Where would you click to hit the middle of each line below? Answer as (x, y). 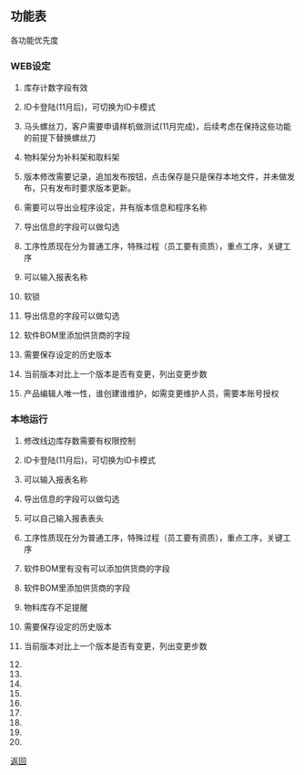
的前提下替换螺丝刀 (60, 138)
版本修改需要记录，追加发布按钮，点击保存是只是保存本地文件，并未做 (155, 177)
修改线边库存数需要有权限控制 (79, 441)
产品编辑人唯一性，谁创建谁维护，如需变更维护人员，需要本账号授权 (151, 393)
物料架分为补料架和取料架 (71, 157)
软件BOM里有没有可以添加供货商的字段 (97, 569)
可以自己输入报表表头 (63, 518)
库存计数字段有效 (56, 88)
